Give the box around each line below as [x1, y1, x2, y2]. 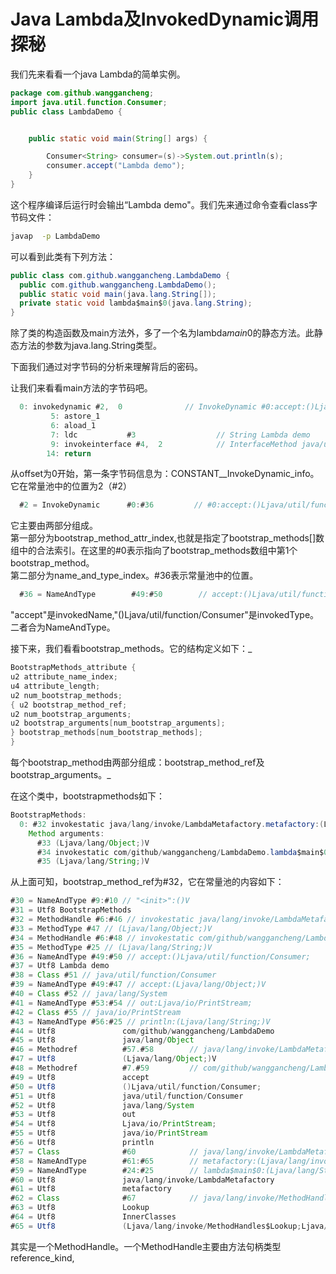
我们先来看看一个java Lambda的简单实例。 [10, 68, 186, 80]
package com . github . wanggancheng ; [10, 88, 155, 98]
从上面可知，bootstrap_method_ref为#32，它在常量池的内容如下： [10, 876, 285, 888]
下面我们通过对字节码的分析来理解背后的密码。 [10, 361, 203, 373]
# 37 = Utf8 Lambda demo [10, 961, 110, 971]
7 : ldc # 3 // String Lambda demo [50, 430, 311, 440]
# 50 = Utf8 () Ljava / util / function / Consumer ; [10, 1081, 262, 1092]
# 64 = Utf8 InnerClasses [10, 1212, 177, 1222]
